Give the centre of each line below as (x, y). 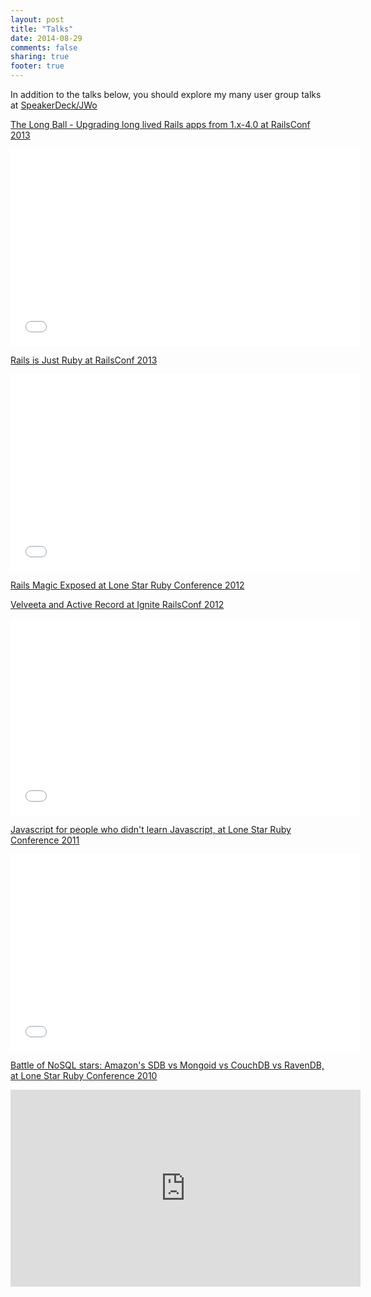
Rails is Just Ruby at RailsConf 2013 (84, 360)
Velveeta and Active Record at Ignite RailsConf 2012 (117, 604)
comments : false (44, 47)
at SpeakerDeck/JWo (54, 105)
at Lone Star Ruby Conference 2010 (84, 1075)
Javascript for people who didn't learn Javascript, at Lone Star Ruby (151, 829)
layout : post (37, 19)
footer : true (37, 66)
